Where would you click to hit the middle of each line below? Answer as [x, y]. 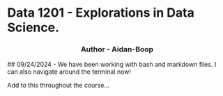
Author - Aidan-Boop [117, 49]
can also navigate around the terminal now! [69, 72]
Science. [33, 27]
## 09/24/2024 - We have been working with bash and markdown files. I [112, 65]
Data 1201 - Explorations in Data [101, 13]
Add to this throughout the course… [59, 86]
